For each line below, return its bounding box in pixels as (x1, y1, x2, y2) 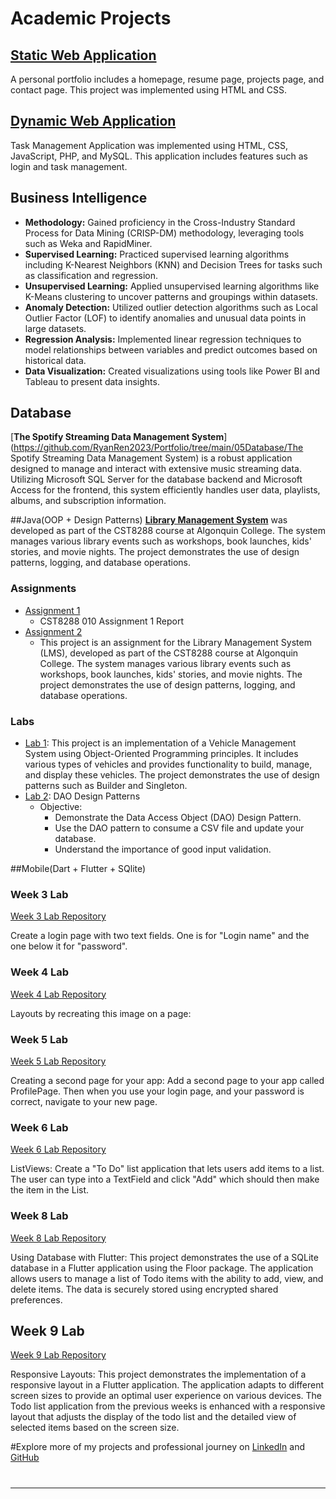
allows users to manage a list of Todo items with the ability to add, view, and (10, 1272, 324, 1284)
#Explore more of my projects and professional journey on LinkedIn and (10, 1441, 306, 1453)
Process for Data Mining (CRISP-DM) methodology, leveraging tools (24, 227, 305, 239)
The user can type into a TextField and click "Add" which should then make (10, 1173, 320, 1186)
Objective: (39, 801, 83, 813)
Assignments (10, 582, 77, 596)
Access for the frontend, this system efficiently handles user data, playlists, (10, 484, 321, 496)
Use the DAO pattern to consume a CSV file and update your (54, 822, 305, 834)
